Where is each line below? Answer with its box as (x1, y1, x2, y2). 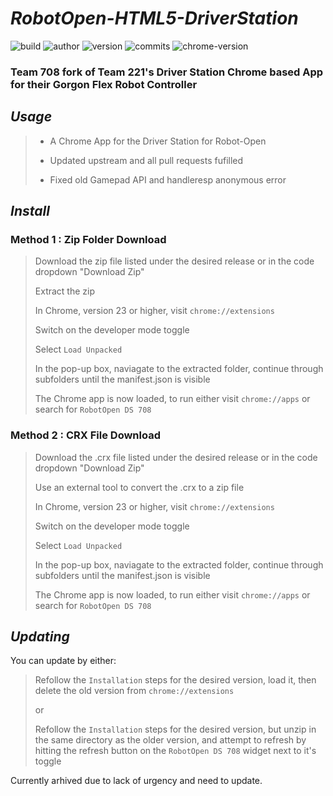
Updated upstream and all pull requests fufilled (49, 154, 244, 166)
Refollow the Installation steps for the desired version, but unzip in (34, 723, 317, 736)
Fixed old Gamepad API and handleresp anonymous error (49, 173, 287, 186)
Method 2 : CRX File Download (10, 428, 161, 442)
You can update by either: (10, 655, 117, 667)
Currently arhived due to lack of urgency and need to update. (10, 775, 263, 787)
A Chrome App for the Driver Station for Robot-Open (49, 135, 267, 147)
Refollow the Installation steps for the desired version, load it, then (34, 674, 317, 686)
